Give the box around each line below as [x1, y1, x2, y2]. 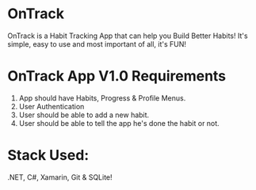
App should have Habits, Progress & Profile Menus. [18, 93, 186, 103]
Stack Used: [7, 146, 90, 165]
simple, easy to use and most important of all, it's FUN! [7, 39, 187, 48]
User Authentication [18, 101, 85, 111]
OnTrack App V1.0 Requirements [7, 67, 227, 85]
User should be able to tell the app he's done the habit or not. [18, 118, 220, 127]
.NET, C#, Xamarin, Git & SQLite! [7, 172, 113, 182]
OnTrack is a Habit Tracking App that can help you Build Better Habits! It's [7, 31, 248, 40]
